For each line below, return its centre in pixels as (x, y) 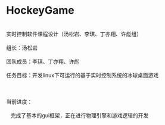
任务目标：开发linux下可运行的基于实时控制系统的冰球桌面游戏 (82, 75)
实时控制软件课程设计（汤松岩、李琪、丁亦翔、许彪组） (74, 34)
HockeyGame (40, 10)
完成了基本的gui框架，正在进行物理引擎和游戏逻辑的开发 (80, 115)
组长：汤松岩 (22, 48)
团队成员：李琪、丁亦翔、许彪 (43, 61)
